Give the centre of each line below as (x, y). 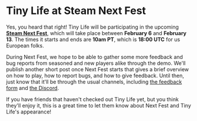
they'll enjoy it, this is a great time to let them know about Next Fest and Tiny (98, 105)
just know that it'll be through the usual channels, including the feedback (94, 82)
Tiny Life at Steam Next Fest (76, 11)
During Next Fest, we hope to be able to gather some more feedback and (95, 57)
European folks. (25, 46)
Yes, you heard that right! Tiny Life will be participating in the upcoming (93, 27)
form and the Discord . (33, 88)
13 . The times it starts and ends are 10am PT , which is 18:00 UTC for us (93, 39)
